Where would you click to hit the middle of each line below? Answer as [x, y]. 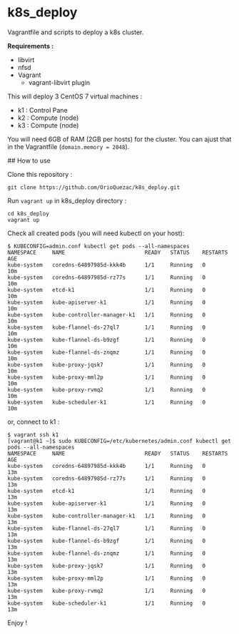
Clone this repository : [40, 174]
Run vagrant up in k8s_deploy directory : [67, 200]
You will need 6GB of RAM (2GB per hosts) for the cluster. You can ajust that [119, 139]
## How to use [29, 160]
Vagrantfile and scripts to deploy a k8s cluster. [76, 32]
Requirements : [31, 46]
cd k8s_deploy [29, 214]
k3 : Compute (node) [48, 125]
